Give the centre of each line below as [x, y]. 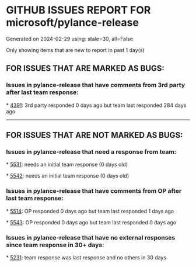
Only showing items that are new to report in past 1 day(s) [75, 50]
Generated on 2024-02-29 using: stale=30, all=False [69, 39]
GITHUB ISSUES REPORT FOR [78, 10]
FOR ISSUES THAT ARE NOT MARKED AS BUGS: [94, 135]
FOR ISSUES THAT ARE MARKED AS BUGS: [85, 69]
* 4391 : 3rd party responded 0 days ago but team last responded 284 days [96, 105]
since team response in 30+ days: [55, 245]
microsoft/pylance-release [72, 22]
